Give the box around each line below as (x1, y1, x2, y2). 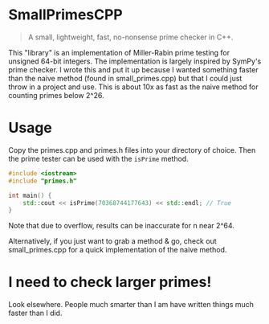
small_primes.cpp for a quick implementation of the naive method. (8, 245, 227, 255)
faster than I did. (8, 308, 63, 318)
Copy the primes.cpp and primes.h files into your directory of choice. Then (8, 145, 256, 154)
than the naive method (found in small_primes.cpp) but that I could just (8, 73, 243, 83)
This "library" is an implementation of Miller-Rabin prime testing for (8, 47, 230, 57)
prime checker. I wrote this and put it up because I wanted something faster (8, 64, 259, 74)
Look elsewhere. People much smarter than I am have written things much (8, 300, 255, 310)
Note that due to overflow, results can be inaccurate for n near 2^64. (8, 221, 235, 231)
